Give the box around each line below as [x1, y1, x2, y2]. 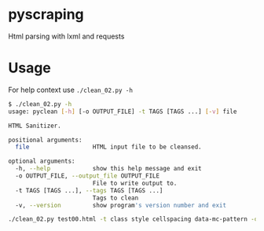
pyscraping [8, 5, 84, 24]
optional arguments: [8, 157, 76, 166]
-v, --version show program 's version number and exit [15, 201, 226, 209]
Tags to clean [92, 194, 139, 202]
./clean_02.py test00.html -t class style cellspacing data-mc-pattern [8, 215, 247, 223]
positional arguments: [8, 136, 82, 144]
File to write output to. [92, 179, 178, 187]
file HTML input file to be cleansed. [15, 143, 202, 151]
